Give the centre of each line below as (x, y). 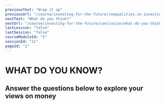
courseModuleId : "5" (26, 37)
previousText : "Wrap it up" (34, 10)
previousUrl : (18, 14)
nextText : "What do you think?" (38, 19)
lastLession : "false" (27, 28)
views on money (31, 96)
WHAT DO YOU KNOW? (54, 70)
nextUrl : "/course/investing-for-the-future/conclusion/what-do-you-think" (84, 23)
